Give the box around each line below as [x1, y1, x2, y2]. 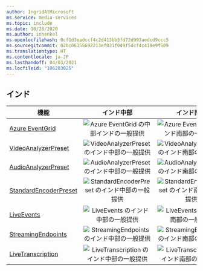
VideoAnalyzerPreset [9, 144, 69, 152]
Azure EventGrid [9, 125, 56, 133]
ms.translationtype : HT [6, 48, 66, 54]
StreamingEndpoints [9, 230, 67, 239]
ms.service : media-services [6, 15, 77, 21]
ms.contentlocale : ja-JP [6, 54, 69, 60]
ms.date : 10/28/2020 [6, 25, 59, 32]
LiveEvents [9, 211, 40, 219]
